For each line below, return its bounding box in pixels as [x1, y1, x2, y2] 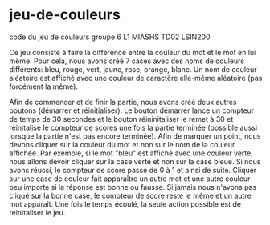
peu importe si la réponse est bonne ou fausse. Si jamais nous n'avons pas [9, 182, 257, 191]
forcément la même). [9, 82, 79, 91]
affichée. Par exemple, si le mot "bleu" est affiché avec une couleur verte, [9, 148, 254, 158]
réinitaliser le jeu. [9, 207, 66, 217]
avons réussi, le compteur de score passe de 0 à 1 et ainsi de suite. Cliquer [9, 165, 257, 175]
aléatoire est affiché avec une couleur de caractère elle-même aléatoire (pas [9, 73, 263, 82]
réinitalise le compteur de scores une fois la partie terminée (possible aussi [9, 123, 258, 132]
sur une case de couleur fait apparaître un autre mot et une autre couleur [9, 174, 251, 183]
